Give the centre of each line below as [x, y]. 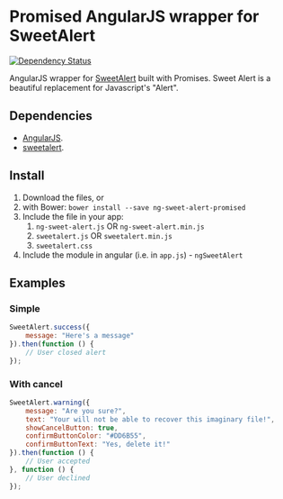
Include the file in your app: [73, 216]
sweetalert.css [64, 246]
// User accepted [58, 461]
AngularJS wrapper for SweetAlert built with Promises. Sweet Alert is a [140, 77]
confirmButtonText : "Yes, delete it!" [98, 445]
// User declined [58, 478]
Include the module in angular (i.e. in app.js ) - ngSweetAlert [133, 255]
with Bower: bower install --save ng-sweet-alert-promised [134, 207]
